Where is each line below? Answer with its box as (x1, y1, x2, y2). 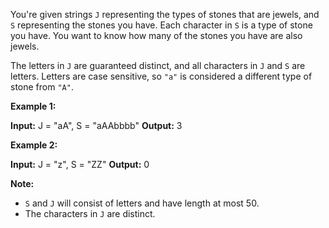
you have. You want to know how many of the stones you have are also (10, 30, 303, 41)
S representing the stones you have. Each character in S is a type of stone (10, 19, 313, 31)
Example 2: (10, 139, 58, 151)
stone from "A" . (10, 81, 74, 93)
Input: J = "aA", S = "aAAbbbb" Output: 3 (10, 120, 183, 131)
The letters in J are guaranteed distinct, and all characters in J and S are (10, 60, 306, 71)
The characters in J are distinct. (24, 208, 156, 219)
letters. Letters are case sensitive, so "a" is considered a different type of (10, 70, 313, 82)
